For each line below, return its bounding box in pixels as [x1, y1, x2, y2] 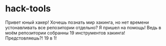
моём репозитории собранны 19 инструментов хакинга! [5, 30, 125, 36]
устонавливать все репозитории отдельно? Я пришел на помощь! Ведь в [5, 24, 161, 30]
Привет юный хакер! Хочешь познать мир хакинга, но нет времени [5, 19, 149, 25]
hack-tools [5, 3, 51, 14]
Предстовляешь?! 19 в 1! [5, 35, 57, 41]
